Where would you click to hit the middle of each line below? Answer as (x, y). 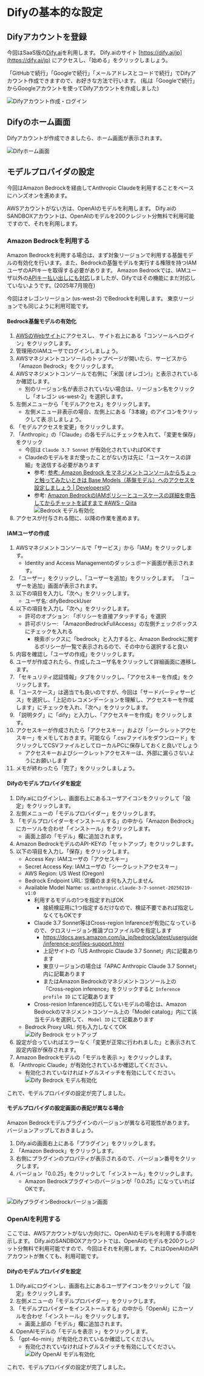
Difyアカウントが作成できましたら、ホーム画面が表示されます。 (86, 138)
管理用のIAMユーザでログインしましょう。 (68, 351)
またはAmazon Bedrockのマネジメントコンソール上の (110, 981)
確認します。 (37, 381)
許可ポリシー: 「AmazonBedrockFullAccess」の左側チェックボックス (111, 624)
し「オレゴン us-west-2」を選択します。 (75, 396)
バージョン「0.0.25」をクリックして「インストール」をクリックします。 (106, 1174)
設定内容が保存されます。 (47, 1049)
